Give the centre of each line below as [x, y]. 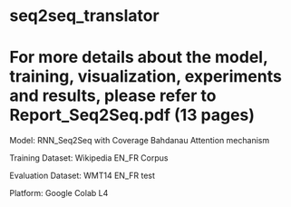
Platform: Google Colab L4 [59, 193]
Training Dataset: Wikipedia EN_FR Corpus [89, 158]
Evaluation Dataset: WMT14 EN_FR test [82, 176]
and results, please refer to [113, 96]
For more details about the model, [139, 58]
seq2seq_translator [85, 16]
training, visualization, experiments [146, 77]
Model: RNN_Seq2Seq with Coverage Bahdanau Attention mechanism [140, 141]
